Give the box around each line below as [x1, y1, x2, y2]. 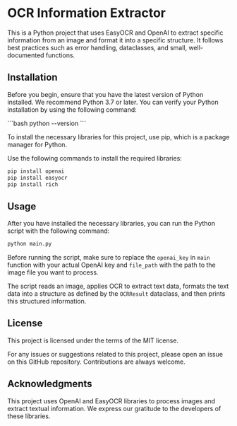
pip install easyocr [7, 174, 68, 181]
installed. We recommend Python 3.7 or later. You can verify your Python [7, 98, 219, 106]
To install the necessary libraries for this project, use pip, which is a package [7, 132, 230, 141]
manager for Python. [7, 140, 68, 149]
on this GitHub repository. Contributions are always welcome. [7, 357, 186, 366]
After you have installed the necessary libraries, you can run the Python [7, 219, 215, 228]
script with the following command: [7, 226, 110, 235]
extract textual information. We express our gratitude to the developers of [7, 404, 221, 413]
